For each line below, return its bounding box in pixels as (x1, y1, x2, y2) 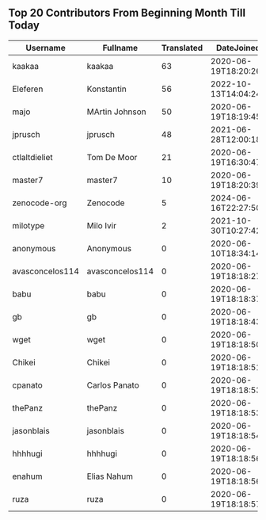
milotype (12, 220, 45, 231)
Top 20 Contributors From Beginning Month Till (8, 6, 246, 20)
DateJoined (216, 42, 261, 53)
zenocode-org (12, 197, 67, 208)
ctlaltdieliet (12, 151, 53, 162)
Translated (161, 42, 203, 53)
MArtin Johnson (86, 106, 146, 117)
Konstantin (86, 83, 127, 94)
